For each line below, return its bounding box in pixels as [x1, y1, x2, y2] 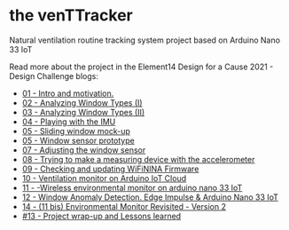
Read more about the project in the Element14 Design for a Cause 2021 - [9, 61, 274, 72]
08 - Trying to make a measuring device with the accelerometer [21, 154, 255, 164]
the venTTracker [9, 5, 133, 26]
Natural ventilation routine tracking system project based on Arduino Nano [9, 35, 281, 45]
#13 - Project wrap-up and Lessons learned [21, 210, 182, 221]
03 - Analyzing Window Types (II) [21, 107, 145, 117]
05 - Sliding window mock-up [21, 125, 130, 136]
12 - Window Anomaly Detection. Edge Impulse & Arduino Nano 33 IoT [21, 192, 279, 202]
